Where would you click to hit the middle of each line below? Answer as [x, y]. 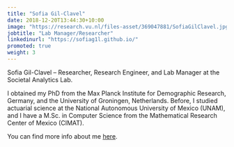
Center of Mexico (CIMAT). [46, 123]
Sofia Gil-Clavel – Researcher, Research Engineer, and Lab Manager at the [114, 72]
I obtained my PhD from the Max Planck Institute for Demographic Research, [117, 93]
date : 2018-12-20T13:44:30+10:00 [56, 20]
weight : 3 [22, 53]
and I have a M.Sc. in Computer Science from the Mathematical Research [112, 115]
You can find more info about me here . [62, 136]
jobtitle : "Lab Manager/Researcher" [60, 33]
